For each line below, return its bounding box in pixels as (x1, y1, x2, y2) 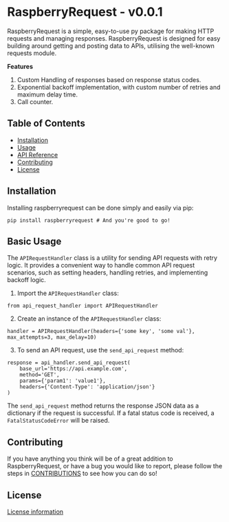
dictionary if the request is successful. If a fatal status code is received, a (7, 409, 215, 417)
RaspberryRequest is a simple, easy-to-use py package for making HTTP (7, 27, 215, 35)
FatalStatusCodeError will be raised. (7, 416, 110, 425)
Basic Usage (7, 235, 62, 247)
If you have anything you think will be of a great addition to (7, 454, 173, 463)
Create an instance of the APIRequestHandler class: (17, 314, 162, 323)
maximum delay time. (17, 90, 78, 99)
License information (7, 508, 64, 516)
